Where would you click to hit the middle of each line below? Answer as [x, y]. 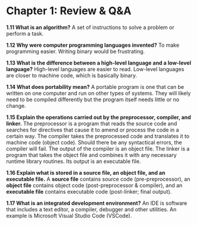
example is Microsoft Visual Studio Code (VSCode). [69, 216]
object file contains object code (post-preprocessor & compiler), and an [94, 185]
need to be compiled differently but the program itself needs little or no [93, 99]
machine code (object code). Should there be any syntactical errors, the [94, 142]
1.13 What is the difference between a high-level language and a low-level [99, 63]
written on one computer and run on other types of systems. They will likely [99, 93]
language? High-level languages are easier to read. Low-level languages [95, 69]
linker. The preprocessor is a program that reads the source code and [92, 123]
